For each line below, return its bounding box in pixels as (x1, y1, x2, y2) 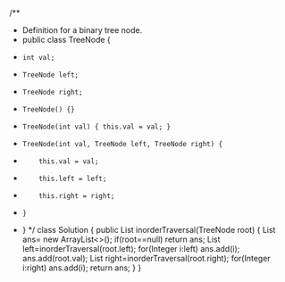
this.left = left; (38, 174, 107, 183)
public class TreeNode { (21, 35, 112, 45)
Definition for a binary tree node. (21, 25, 143, 35)
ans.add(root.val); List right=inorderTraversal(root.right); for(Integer (21, 253, 271, 263)
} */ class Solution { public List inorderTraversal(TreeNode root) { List (21, 225, 276, 235)
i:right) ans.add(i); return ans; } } (21, 262, 142, 273)
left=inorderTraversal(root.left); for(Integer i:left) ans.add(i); (21, 244, 240, 253)
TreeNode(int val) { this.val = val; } (21, 122, 172, 131)
